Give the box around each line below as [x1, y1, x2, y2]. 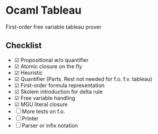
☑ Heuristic [14, 69, 43, 76]
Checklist [5, 40, 42, 51]
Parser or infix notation [21, 121, 78, 129]
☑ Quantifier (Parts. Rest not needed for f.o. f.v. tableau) [14, 75, 153, 82]
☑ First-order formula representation [14, 82, 105, 89]
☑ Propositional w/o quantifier [14, 56, 89, 63]
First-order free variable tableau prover [5, 23, 102, 30]
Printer [21, 114, 39, 122]
